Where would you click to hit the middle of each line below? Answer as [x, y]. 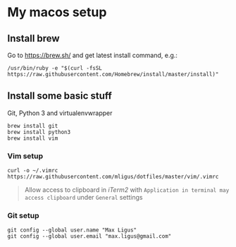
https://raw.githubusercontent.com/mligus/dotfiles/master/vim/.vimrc [113, 177]
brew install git [33, 126]
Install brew [33, 38]
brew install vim [33, 138]
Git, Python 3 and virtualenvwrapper [60, 113]
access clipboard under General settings [83, 198]
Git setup [23, 216]
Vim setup [25, 156]
